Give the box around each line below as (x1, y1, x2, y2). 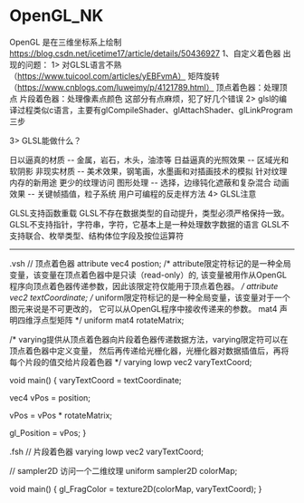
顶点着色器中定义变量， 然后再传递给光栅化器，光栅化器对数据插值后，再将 (9, 345, 290, 356)
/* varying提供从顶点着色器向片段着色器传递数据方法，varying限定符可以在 (9, 334, 289, 344)
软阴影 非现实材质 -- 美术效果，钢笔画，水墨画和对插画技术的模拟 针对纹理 (9, 165, 288, 177)
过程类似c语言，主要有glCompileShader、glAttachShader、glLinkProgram (16, 104, 293, 115)
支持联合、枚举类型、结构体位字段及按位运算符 (9, 230, 184, 241)
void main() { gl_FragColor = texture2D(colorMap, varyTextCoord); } (9, 483, 262, 494)
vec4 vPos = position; (9, 392, 91, 403)
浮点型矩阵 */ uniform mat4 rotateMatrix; (33, 314, 185, 325)
